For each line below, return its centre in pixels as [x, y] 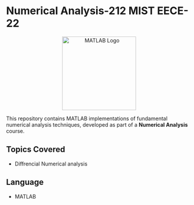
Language [25, 182]
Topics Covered [36, 149]
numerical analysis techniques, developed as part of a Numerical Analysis [97, 124]
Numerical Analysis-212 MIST [80, 11]
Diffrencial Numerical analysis [51, 164]
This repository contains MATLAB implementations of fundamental [87, 118]
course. [15, 131]
